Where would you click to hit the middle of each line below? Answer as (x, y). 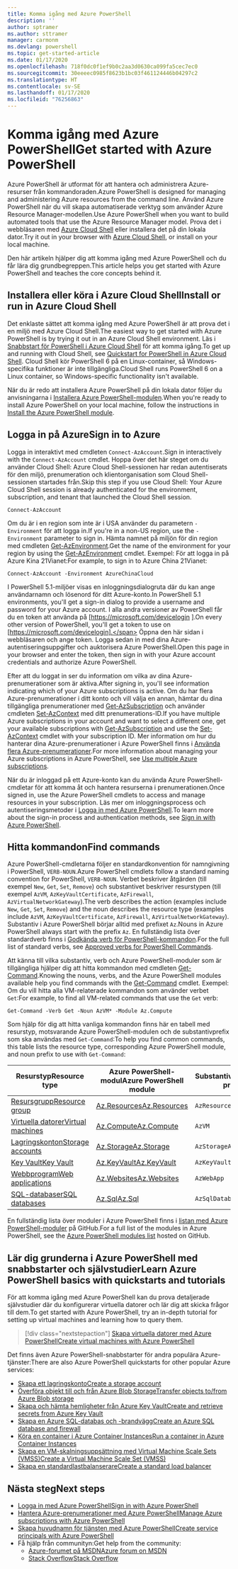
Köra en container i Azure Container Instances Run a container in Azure (121, 1436)
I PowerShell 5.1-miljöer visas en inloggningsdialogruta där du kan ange (111, 587)
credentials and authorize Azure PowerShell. (72, 662)
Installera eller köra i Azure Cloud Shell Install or (114, 296)
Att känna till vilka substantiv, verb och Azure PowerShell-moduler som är (114, 961)
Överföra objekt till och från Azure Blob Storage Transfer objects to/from (122, 1391)
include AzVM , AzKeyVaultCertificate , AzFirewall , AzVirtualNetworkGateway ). (118, 917)
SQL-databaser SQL (44, 1194)
